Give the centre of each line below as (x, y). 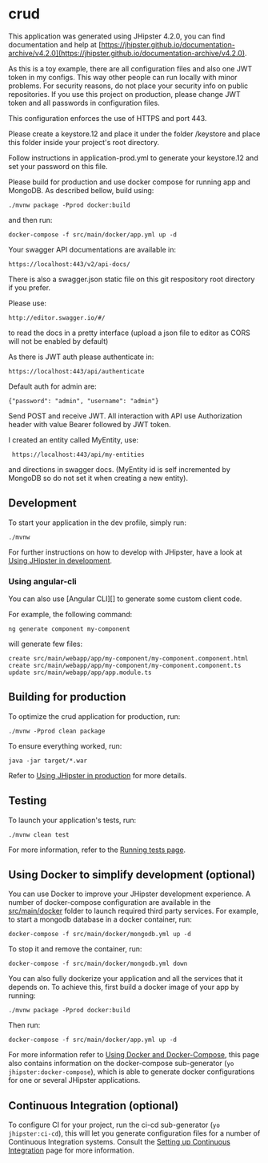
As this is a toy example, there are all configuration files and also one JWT (130, 68)
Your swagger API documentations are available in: (92, 249)
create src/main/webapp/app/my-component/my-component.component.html (128, 659)
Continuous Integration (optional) (94, 1106)
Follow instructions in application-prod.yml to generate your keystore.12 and (133, 158)
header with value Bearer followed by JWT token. (90, 424)
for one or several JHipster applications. (74, 1080)
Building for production (67, 697)
